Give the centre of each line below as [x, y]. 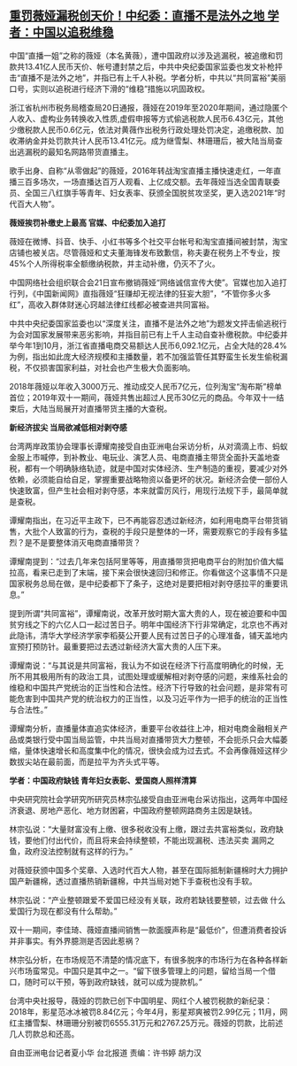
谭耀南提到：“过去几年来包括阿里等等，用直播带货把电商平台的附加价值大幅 [147, 561]
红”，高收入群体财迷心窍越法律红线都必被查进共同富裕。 [112, 305]
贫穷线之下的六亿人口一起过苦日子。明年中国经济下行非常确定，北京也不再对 [148, 624]
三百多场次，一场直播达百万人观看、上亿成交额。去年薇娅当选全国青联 [144, 182]
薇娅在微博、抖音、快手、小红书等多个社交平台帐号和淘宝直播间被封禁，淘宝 [148, 241]
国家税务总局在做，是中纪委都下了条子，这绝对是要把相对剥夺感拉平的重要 [145, 583]
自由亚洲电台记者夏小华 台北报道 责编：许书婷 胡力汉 [105, 1053]
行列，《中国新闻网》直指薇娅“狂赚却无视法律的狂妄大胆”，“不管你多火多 [140, 293]
